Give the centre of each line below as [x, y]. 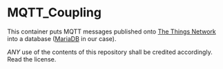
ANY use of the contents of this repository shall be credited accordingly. [110, 52]
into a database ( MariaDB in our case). [62, 38]
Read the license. [32, 59]
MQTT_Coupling [55, 13]
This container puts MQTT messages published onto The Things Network [111, 31]
